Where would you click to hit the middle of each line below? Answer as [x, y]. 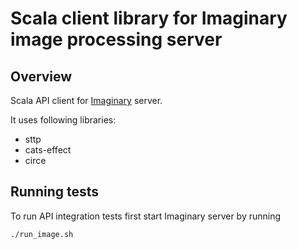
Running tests [55, 192]
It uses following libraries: [63, 120]
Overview [41, 76]
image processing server [116, 39]
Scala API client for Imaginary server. [86, 100]
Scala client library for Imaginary [149, 18]
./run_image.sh [42, 234]
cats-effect [48, 150]
